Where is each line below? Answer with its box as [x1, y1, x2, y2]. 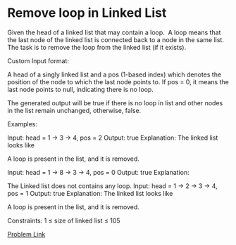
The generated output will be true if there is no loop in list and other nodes [7, 98, 223, 107]
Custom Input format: [7, 56, 69, 65]
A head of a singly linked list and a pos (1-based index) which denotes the [7, 70, 222, 79]
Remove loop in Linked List [7, 5, 167, 21]
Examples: [7, 119, 37, 128]
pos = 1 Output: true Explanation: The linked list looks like [7, 189, 173, 197]
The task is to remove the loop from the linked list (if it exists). [7, 43, 187, 51]
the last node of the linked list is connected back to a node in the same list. [7, 35, 224, 44]
